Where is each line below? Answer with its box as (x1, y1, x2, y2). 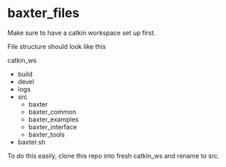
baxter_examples (28, 115, 79, 124)
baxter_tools (28, 130, 66, 139)
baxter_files (7, 5, 80, 21)
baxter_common (28, 107, 76, 116)
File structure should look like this (7, 42, 106, 50)
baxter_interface (28, 122, 77, 131)
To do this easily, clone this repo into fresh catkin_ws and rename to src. (7, 151, 220, 160)
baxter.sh (17, 137, 46, 146)
